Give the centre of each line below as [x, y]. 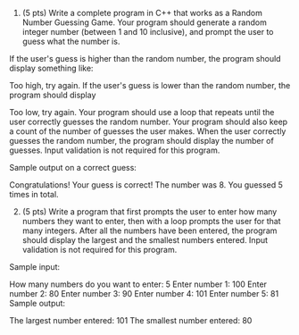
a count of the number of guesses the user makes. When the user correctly [148, 131]
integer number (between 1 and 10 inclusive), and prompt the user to [148, 32]
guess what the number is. [71, 41]
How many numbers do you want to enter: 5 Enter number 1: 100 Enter [138, 284]
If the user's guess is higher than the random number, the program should [145, 59]
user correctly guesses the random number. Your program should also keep [149, 121]
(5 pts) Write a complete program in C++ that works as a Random [142, 13]
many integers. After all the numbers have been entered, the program [149, 230]
